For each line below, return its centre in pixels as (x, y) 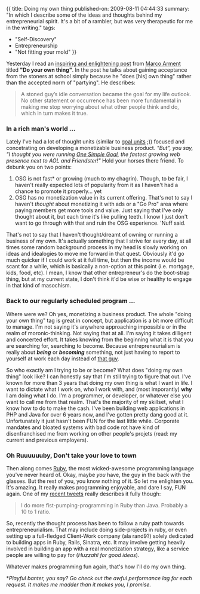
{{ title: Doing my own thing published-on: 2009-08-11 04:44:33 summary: (98, 9)
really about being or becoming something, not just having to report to (93, 352)
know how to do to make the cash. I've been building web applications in (96, 408)
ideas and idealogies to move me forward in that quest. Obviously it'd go (95, 254)
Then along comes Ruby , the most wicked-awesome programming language (100, 468)
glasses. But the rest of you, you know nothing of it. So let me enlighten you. (100, 481)
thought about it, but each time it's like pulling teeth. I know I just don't (101, 217)
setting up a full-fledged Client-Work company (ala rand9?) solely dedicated (100, 536)
